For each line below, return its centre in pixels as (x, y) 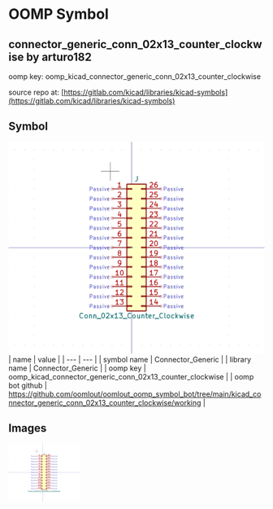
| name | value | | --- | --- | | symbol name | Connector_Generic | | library (130, 359)
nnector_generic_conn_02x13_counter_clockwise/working (105, 402)
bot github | (28, 385)
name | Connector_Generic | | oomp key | (77, 368)
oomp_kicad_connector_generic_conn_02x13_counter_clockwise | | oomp (131, 376)
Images (28, 428)
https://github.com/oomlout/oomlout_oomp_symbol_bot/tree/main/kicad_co (135, 394)
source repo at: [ (36, 92)
